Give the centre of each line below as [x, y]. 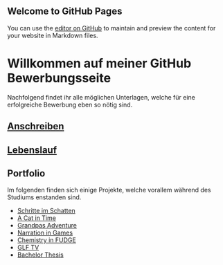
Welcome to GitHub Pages [65, 11]
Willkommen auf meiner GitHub [99, 63]
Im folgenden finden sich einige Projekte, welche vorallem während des [109, 190]
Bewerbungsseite [59, 78]
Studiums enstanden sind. [44, 197]
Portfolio [26, 173]
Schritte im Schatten [46, 211]
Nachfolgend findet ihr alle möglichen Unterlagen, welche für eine [101, 97]
